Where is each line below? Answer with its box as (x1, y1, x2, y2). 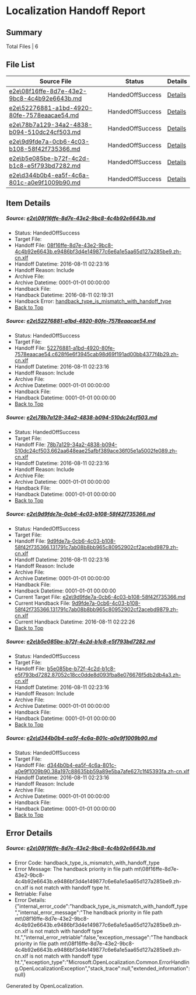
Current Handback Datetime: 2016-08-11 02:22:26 (14, 618, 135, 625)
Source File (39, 77, 72, 85)
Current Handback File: (14, 600, 71, 607)
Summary (6, 27, 43, 37)
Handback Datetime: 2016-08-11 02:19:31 (14, 291, 114, 299)
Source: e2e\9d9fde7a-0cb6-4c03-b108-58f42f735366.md (6, 510, 156, 517)
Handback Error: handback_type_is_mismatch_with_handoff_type (14, 298, 171, 305)
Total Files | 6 (6, 43, 38, 50)
